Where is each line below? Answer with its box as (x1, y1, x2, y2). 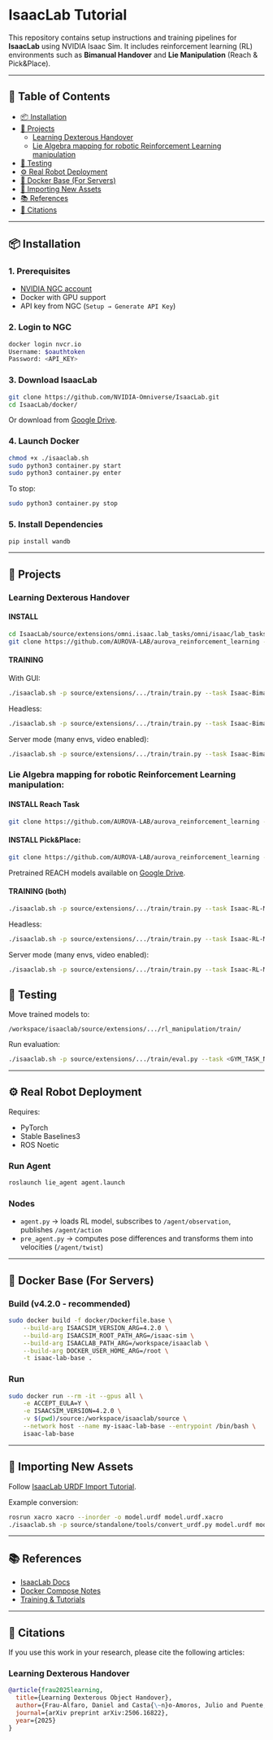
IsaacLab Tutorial (8, 6, 128, 24)
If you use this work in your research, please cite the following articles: (8, 1647, 245, 1657)
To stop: (8, 484, 37, 494)
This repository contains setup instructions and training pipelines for (8, 33, 237, 42)
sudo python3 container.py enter (8, 469, 122, 478)
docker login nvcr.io (8, 340, 82, 348)
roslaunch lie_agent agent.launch (8, 1179, 126, 1187)
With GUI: (8, 673, 41, 682)
